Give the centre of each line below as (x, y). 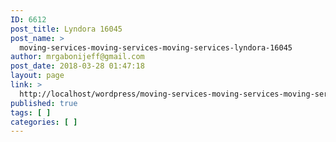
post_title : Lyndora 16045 (66, 29)
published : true (44, 103)
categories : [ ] (44, 122)
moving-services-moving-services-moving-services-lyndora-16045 (156, 47)
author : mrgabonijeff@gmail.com (77, 57)
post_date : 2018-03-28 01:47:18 (77, 66)
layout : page (37, 76)
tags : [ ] (31, 112)
